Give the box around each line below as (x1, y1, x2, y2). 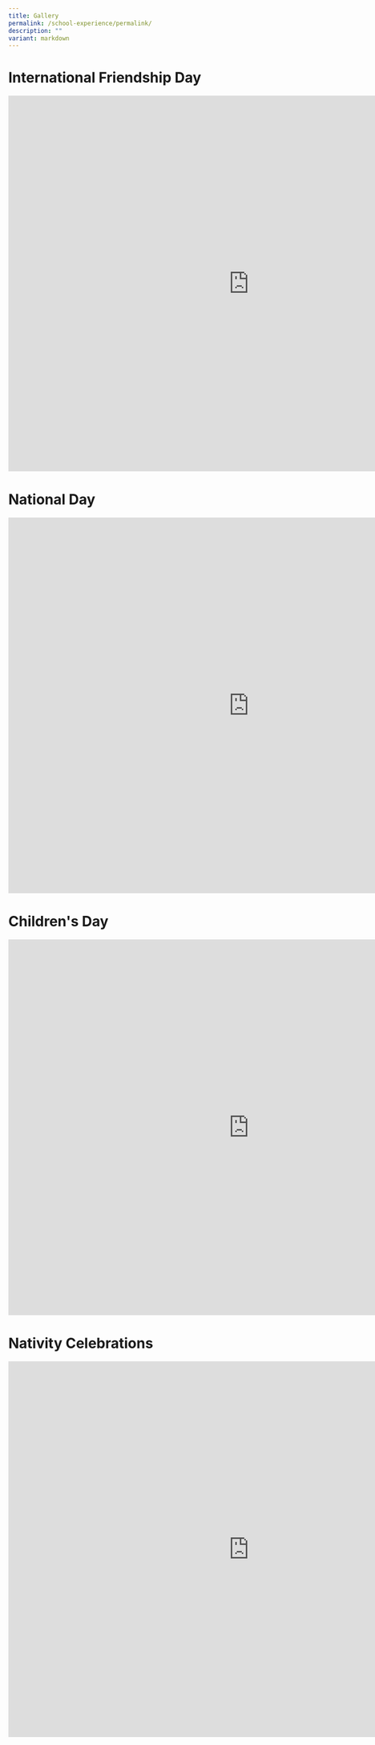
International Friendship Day (8, 69, 202, 87)
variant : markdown (8, 34, 70, 43)
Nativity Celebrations (8, 1334, 154, 1352)
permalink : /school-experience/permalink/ (8, 19, 152, 27)
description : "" (8, 26, 62, 35)
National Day (8, 490, 96, 509)
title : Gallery (8, 11, 59, 20)
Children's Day (8, 913, 109, 931)
